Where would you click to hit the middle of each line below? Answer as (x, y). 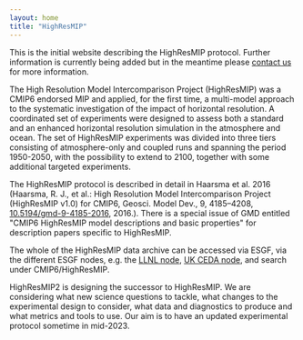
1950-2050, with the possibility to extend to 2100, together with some (140, 156)
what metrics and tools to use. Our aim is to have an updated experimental (149, 315)
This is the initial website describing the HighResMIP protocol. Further (140, 52)
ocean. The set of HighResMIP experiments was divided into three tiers (143, 137)
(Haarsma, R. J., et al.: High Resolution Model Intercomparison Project (140, 194)
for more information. (49, 71)
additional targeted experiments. (71, 166)
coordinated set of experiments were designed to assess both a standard (146, 118)
